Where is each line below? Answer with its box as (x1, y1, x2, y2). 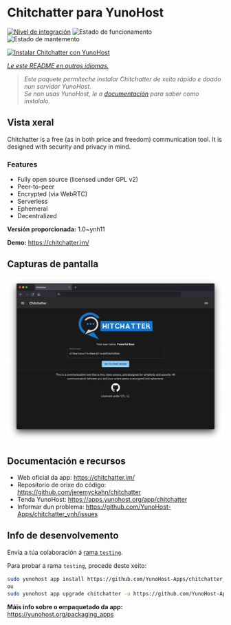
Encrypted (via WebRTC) (16, 190, 88, 198)
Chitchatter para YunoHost (7, 5, 164, 21)
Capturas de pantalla (7, 258, 98, 270)
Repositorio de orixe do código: (16, 480, 107, 489)
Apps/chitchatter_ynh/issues (16, 510, 98, 518)
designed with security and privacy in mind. (7, 142, 131, 151)
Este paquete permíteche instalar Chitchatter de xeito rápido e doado (23, 74, 221, 83)
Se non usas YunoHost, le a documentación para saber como (23, 89, 199, 98)
